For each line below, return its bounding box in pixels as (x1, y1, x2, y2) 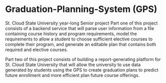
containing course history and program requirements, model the (5, 30, 137, 36)
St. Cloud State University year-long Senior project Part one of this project (5, 20, 158, 26)
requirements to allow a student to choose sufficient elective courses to (5, 36, 153, 42)
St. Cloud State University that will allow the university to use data (5, 61, 141, 67)
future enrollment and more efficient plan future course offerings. (5, 72, 140, 78)
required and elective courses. (5, 46, 68, 52)
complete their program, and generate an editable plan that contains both (5, 41, 156, 47)
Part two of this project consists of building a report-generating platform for (5, 56, 161, 62)
